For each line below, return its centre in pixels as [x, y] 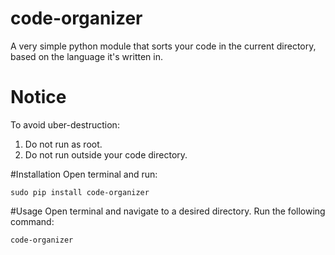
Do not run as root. [63, 144]
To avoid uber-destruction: [65, 124]
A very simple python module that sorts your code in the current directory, [163, 46]
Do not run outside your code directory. [106, 154]
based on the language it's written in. [86, 56]
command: [32, 221]
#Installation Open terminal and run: [84, 174]
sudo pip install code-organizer [80, 192]
